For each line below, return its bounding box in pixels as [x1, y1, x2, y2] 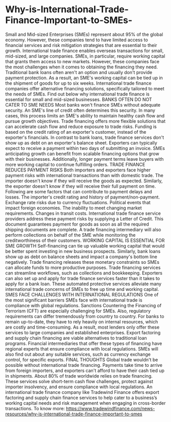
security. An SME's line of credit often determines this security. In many [5, 107, 155, 113]
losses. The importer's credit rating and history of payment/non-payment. [5, 194, 160, 200]
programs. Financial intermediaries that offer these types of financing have [5, 340, 162, 346]
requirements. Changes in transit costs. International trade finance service [5, 210, 161, 216]
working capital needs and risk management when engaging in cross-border [5, 400, 166, 406]
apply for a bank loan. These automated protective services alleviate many [5, 281, 162, 287]
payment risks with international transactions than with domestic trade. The [5, 172, 164, 178]
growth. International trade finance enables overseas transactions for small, [5, 47, 164, 54]
